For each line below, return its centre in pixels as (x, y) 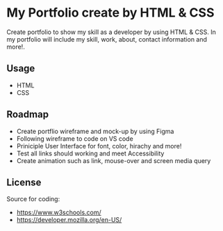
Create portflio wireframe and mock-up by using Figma (95, 131)
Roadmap (28, 115)
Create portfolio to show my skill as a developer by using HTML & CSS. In (111, 32)
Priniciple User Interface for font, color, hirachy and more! (99, 146)
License (24, 182)
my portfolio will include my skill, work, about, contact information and (107, 39)
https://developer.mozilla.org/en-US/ (69, 220)
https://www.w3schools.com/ (59, 212)
